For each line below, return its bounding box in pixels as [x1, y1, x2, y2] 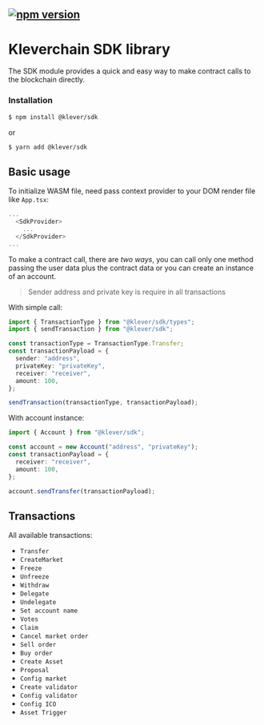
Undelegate [19, 599, 57, 607]
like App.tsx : [8, 195, 50, 205]
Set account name [19, 607, 78, 615]
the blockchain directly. [8, 75, 86, 85]
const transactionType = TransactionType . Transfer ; [8, 340, 184, 348]
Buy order [19, 649, 54, 658]
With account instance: [8, 413, 85, 423]
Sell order [19, 641, 57, 649]
